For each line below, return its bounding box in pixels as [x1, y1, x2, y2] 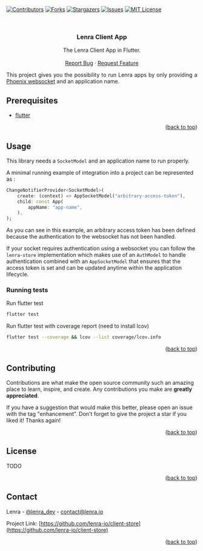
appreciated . [6, 392, 39, 399]
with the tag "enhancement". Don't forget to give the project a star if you [6, 410, 187, 418]
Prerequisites [6, 95, 58, 106]
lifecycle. [6, 271, 29, 278]
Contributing [6, 363, 56, 373]
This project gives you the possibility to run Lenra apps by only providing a [6, 71, 198, 79]
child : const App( [17, 198, 64, 205]
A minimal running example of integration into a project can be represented [6, 169, 194, 176]
